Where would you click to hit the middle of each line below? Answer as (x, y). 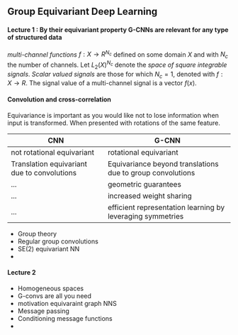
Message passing (43, 311)
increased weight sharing (150, 196)
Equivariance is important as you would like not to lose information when (113, 115)
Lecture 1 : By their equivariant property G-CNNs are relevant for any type (118, 29)
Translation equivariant (49, 164)
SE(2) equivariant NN (49, 248)
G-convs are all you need (55, 296)
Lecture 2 (22, 273)
